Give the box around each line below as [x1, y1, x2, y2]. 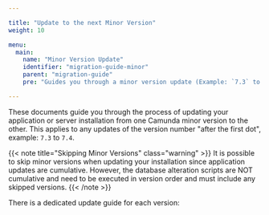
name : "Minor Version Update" [22, 55, 124, 64]
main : [15, 48, 35, 56]
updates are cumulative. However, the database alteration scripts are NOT [8, 165, 253, 175]
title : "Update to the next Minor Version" [8, 18, 157, 26]
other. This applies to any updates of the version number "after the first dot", [8, 124, 262, 133]
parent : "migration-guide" [22, 71, 113, 79]
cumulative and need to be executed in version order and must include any [8, 173, 255, 183]
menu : [8, 41, 26, 49]
